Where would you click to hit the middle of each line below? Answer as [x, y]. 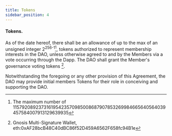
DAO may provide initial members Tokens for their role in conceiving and [82, 82]
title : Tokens [20, 10]
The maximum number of [39, 102]
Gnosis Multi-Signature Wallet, [45, 123]
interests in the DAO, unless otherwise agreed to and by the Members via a [84, 54]
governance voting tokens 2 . [35, 66]
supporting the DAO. [27, 87]
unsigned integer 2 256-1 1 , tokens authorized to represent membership [79, 48]
